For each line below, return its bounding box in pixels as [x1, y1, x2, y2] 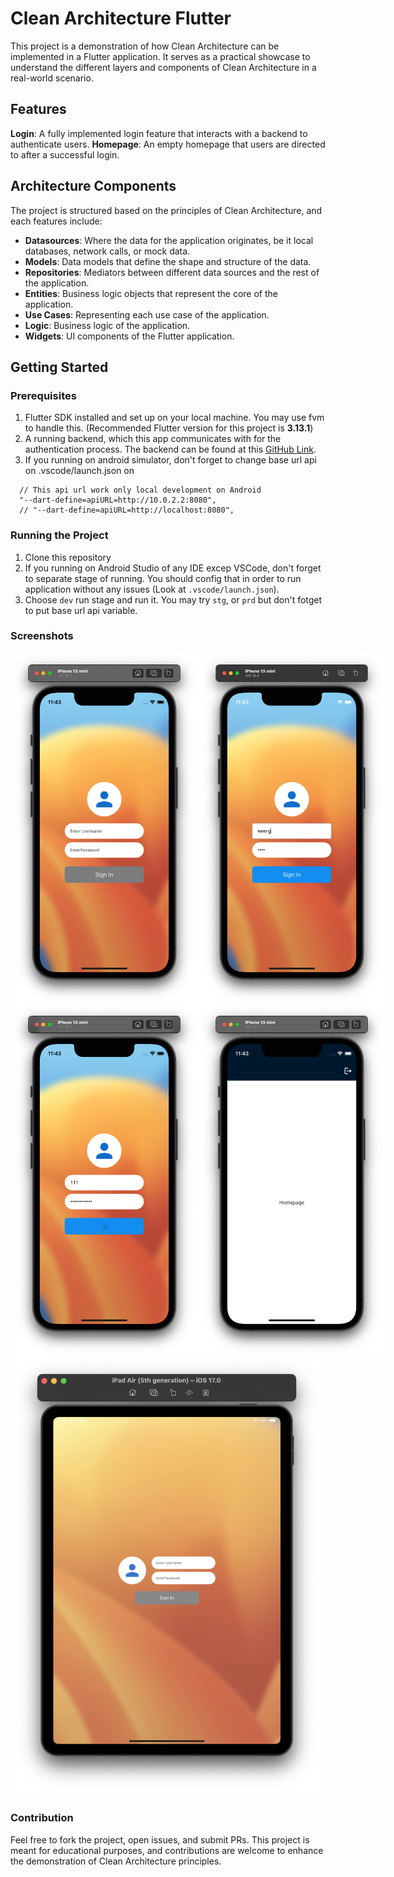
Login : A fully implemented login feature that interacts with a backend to [10, 127, 308, 139]
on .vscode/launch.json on [24, 465, 135, 477]
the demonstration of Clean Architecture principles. [10, 1855, 222, 1867]
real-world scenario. [10, 72, 94, 84]
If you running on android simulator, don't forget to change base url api [24, 454, 317, 466]
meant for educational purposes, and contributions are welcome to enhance [10, 1844, 324, 1856]
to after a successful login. [10, 148, 120, 161]
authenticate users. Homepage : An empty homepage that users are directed [10, 138, 326, 150]
